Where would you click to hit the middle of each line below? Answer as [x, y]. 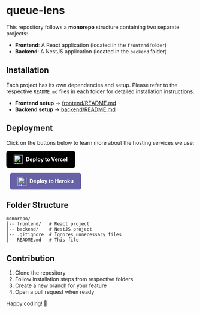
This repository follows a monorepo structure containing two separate [93, 27]
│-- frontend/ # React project [48, 224]
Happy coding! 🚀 [27, 303]
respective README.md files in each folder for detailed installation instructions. [100, 91]
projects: [17, 33]
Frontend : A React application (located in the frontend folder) [91, 45]
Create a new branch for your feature [61, 285]
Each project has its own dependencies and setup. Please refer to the [92, 85]
